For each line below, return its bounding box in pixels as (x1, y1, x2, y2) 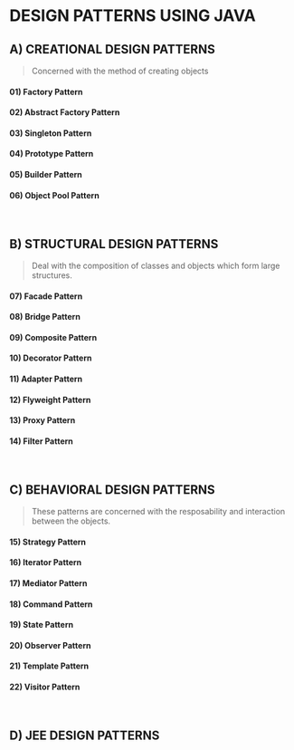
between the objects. (31, 515, 111, 526)
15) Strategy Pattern (9, 536, 87, 547)
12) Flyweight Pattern (9, 394, 91, 405)
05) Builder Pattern (9, 168, 83, 179)
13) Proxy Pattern (9, 415, 76, 426)
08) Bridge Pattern (9, 312, 81, 322)
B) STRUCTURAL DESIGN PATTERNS (9, 236, 219, 252)
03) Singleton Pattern (9, 128, 92, 139)
